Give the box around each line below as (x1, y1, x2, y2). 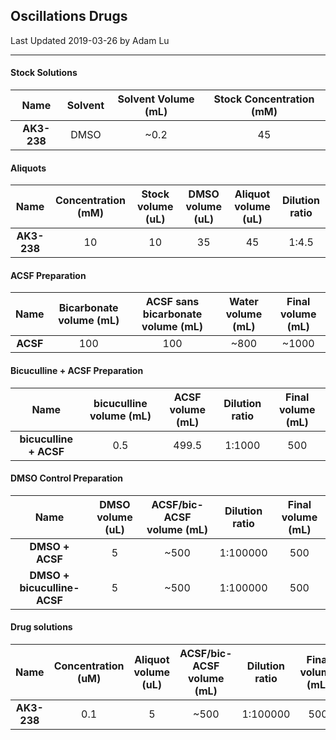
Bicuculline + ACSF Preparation (10, 365, 144, 377)
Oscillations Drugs (10, 8, 128, 25)
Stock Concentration (213, 92, 315, 106)
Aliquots (10, 162, 47, 174)
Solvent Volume (117, 92, 195, 106)
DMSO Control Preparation (10, 472, 123, 484)
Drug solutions (10, 621, 73, 633)
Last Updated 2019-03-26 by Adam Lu (10, 34, 170, 46)
